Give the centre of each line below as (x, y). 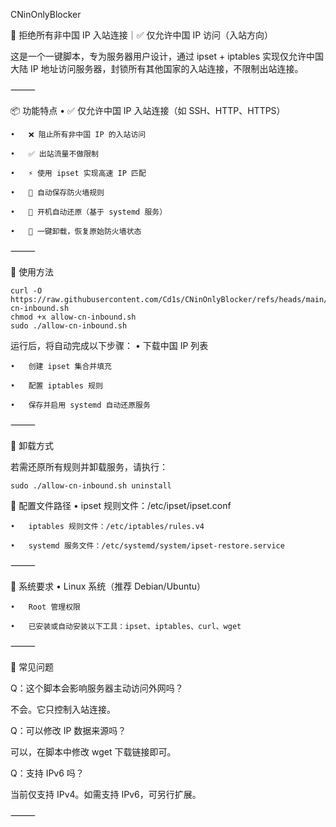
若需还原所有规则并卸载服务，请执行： (89, 467)
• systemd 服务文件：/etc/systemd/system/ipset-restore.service (147, 546)
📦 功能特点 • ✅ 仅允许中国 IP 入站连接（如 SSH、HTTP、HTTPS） (148, 110)
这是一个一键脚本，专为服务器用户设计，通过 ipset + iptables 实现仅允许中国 (167, 56)
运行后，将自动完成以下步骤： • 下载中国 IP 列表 (109, 345)
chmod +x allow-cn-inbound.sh (73, 317)
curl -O (26, 291)
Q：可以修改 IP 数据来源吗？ (68, 730)
